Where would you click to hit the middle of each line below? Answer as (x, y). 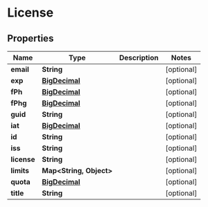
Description (139, 58)
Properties (31, 38)
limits (20, 171)
